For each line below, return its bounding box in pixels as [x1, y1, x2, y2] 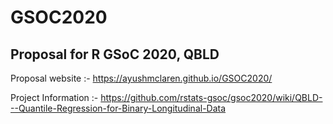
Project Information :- [10, 92, 99, 103]
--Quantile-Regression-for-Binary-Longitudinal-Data [10, 102, 227, 114]
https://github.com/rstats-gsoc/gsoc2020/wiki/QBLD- [100, 92, 323, 103]
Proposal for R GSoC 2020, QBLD [10, 46, 220, 63]
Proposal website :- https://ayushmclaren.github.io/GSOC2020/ [10, 72, 273, 84]
